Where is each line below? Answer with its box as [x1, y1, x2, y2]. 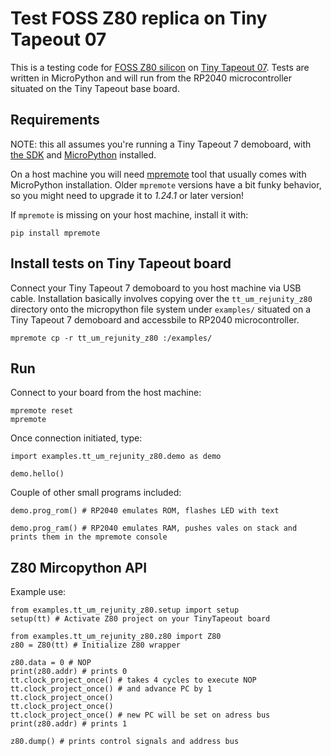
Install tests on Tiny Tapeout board [10, 255, 232, 272]
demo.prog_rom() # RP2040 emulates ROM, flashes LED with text [10, 506, 280, 516]
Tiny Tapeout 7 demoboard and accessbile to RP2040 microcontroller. [10, 313, 300, 326]
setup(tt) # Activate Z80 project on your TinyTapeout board [10, 614, 271, 624]
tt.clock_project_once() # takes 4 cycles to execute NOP [10, 675, 257, 686]
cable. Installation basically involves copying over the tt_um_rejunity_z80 [10, 292, 313, 304]
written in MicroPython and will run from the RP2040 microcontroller [10, 72, 293, 84]
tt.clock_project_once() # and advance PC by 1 [10, 684, 213, 694]
